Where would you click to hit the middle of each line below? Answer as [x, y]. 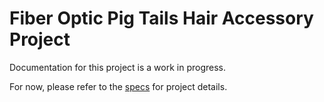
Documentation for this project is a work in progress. [118, 67]
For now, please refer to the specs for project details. [118, 86]
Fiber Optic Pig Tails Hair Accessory [161, 18]
